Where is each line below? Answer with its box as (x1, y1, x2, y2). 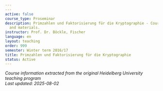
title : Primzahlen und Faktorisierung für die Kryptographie (5, 52, 131, 57)
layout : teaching (5, 39, 40, 44)
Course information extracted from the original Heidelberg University (5, 70, 143, 76)
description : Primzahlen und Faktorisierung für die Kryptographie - (5, 20, 149, 26)
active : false (5, 12, 34, 17)
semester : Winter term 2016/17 (5, 48, 68, 53)
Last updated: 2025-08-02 (5, 81, 59, 87)
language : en (5, 35, 32, 39)
